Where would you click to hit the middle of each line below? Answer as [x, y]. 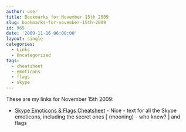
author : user [22, 11]
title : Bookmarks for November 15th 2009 [58, 17]
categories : [21, 45]
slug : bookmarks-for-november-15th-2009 [56, 22]
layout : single [25, 39]
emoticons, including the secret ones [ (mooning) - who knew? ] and [97, 117]
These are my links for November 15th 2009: [60, 99]
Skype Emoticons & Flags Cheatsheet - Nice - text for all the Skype [96, 110]
